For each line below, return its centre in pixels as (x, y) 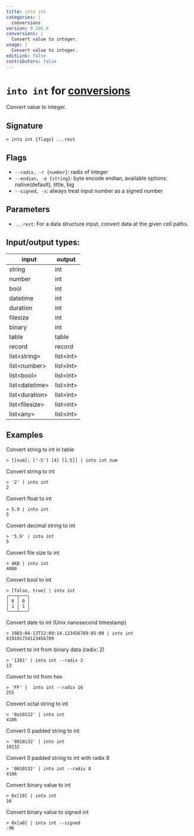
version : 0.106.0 (28, 28)
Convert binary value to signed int (47, 812)
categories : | (24, 17)
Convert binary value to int (38, 785)
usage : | (17, 45)
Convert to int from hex (34, 676)
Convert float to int (29, 498)
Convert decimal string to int (41, 525)
